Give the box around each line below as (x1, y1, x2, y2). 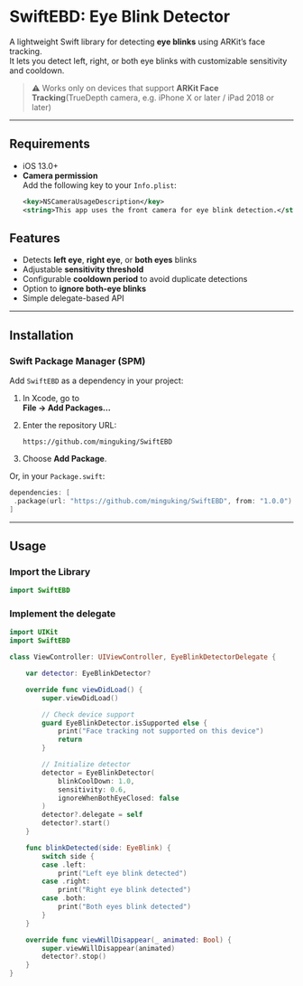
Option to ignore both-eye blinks (22, 283, 147, 295)
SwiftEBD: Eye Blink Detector (9, 6, 231, 27)
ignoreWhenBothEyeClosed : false (57, 793, 179, 803)
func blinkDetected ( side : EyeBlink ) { (25, 843, 171, 852)
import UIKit (9, 628, 59, 637)
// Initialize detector (41, 760, 131, 769)
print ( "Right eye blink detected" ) (57, 886, 192, 895)
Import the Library (9, 565, 91, 578)
